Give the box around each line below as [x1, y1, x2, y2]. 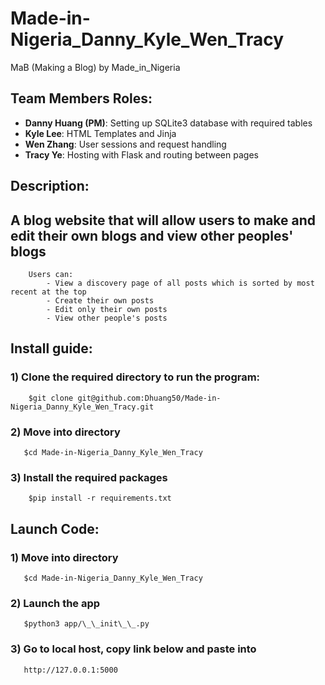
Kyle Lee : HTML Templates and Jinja [24, 127, 177, 139]
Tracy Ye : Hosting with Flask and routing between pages [24, 148, 259, 161]
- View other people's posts [46, 313, 168, 323]
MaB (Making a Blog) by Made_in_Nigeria [10, 61, 181, 73]
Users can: [28, 269, 74, 279]
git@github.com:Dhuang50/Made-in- [77, 393, 222, 403]
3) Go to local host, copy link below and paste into [10, 642, 257, 656]
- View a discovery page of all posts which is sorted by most [46, 278, 315, 288]
